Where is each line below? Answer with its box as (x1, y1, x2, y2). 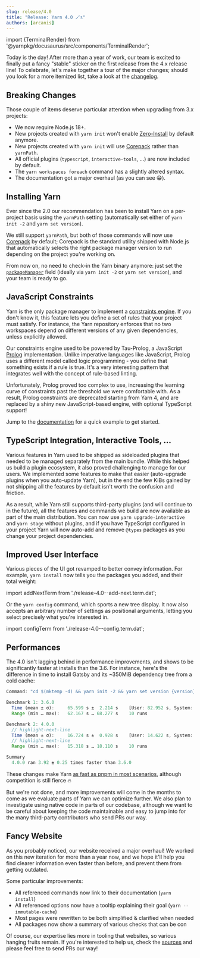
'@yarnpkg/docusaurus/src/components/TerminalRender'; (6, 42, 150, 49)
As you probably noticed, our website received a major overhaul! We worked (6, 847, 194, 854)
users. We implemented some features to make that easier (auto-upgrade (6, 470, 186, 477)
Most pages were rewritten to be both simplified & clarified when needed (14, 914, 194, 921)
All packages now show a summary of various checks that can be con (14, 921, 187, 928)
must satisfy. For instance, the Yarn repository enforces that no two (6, 320, 171, 327)
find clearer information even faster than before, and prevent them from (6, 859, 182, 866)
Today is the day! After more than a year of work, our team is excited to (6, 54, 180, 61)
